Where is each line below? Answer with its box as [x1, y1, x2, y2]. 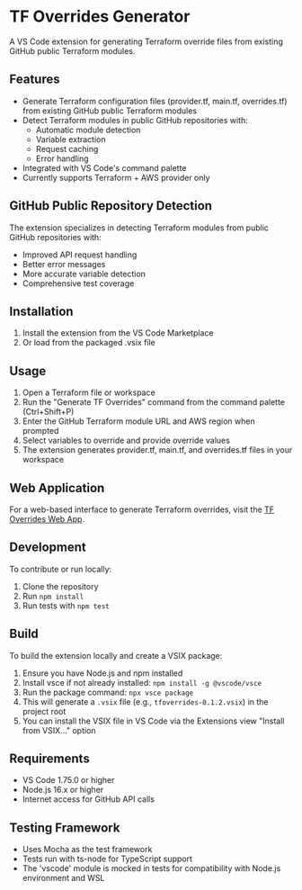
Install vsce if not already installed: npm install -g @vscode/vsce [22, 677, 262, 688]
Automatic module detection [35, 124, 141, 135]
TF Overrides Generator [9, 6, 191, 27]
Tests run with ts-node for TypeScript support [22, 853, 193, 865]
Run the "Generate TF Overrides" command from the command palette [22, 397, 286, 408]
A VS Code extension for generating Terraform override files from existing [9, 36, 283, 47]
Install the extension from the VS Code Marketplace [22, 328, 214, 338]
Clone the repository [22, 580, 99, 591]
